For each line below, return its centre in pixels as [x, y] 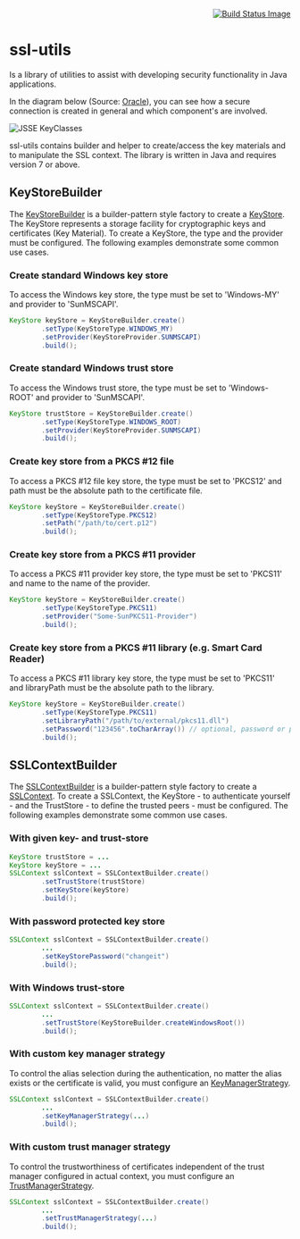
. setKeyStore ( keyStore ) [85, 890]
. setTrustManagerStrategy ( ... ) [100, 1218]
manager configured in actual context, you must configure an [122, 1176]
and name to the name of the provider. [79, 583]
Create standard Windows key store [89, 275]
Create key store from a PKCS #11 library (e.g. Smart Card [136, 648]
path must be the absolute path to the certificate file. [106, 490]
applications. [33, 84]
